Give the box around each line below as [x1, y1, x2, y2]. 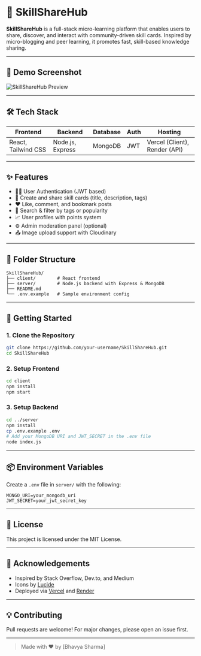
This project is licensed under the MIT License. [6, 536, 122, 543]
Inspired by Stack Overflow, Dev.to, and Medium [14, 575, 135, 582]
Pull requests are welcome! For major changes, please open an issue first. [6, 626, 188, 633]
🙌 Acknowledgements [6, 558, 90, 569]
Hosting [157, 128, 181, 136]
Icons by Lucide [14, 581, 54, 588]
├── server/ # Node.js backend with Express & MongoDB [6, 281, 165, 287]
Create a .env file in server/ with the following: [6, 481, 121, 488]
